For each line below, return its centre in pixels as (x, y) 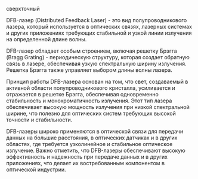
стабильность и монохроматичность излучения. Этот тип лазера (89, 101)
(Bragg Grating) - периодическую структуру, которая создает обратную (98, 57)
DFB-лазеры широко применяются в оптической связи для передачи (95, 131)
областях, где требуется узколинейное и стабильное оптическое (89, 144)
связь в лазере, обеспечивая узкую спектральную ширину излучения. (96, 63)
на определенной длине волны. (47, 39)
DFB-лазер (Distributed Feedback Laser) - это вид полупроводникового (97, 20)
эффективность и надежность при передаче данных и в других (87, 157)
